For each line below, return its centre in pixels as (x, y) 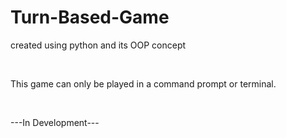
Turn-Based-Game (90, 17)
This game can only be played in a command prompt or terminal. (143, 83)
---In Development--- (55, 122)
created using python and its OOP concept (98, 45)
